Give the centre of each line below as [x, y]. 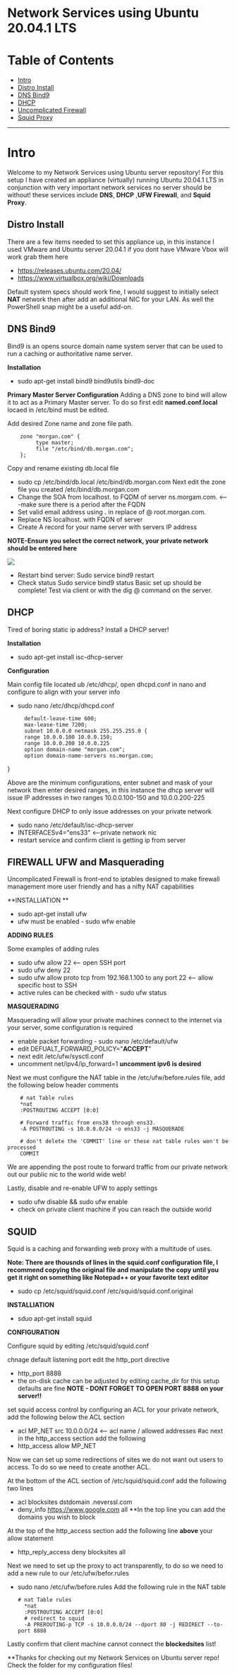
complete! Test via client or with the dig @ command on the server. [115, 590]
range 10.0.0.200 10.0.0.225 [67, 743]
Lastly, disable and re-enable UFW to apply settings [83, 1188]
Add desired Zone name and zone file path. [70, 423]
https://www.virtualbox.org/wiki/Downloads [81, 278]
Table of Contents [61, 60]
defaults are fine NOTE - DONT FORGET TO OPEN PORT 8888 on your [120, 1389]
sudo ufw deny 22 [44, 970]
